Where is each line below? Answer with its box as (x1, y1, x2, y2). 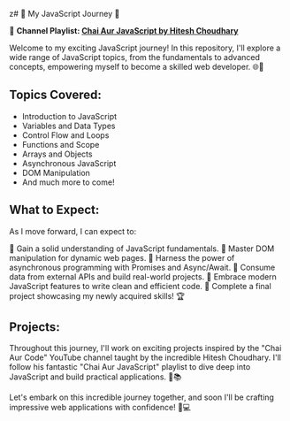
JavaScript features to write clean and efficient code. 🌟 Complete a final (9, 280, 271, 291)
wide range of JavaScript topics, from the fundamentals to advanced (9, 52, 261, 62)
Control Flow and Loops (21, 129, 110, 141)
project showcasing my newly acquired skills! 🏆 (9, 290, 186, 301)
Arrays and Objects (21, 149, 93, 159)
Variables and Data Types (21, 120, 116, 131)
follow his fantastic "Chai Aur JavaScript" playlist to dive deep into (9, 362, 251, 372)
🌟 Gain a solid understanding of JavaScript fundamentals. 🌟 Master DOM (9, 243, 275, 254)
